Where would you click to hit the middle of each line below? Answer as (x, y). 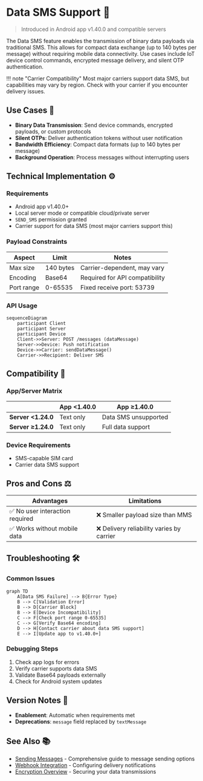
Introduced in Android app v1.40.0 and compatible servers (93, 29)
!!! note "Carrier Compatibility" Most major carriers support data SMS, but (98, 78)
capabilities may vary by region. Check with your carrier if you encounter (97, 85)
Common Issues (31, 578)
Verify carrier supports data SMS (56, 668)
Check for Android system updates (59, 681)
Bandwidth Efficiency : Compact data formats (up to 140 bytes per (98, 144)
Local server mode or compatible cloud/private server (82, 213)
